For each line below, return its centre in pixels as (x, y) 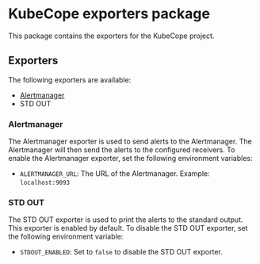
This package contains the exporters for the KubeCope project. (111, 36)
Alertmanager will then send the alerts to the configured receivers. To (122, 150)
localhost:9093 (45, 183)
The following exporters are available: (70, 79)
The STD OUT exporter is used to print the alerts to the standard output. (126, 220)
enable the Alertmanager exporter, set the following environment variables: (130, 159)
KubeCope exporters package (109, 14)
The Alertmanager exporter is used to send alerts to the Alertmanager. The (130, 142)
